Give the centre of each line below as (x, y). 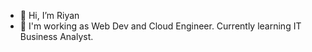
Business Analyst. (56, 36)
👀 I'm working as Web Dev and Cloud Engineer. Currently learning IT (160, 26)
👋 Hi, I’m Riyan (49, 15)
